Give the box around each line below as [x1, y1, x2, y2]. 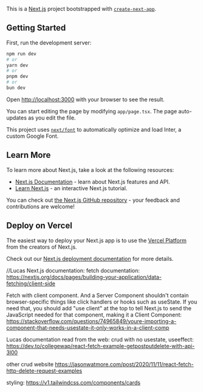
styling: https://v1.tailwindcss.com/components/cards [6, 379, 141, 386]
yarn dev [6, 62, 29, 68]
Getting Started [6, 23, 66, 33]
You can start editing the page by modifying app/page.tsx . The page [6, 107, 177, 115]
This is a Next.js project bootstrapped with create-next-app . [6, 5, 157, 12]
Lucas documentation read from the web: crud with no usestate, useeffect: [6, 335, 194, 343]
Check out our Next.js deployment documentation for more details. [6, 255, 174, 262]
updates [6, 114, 27, 121]
